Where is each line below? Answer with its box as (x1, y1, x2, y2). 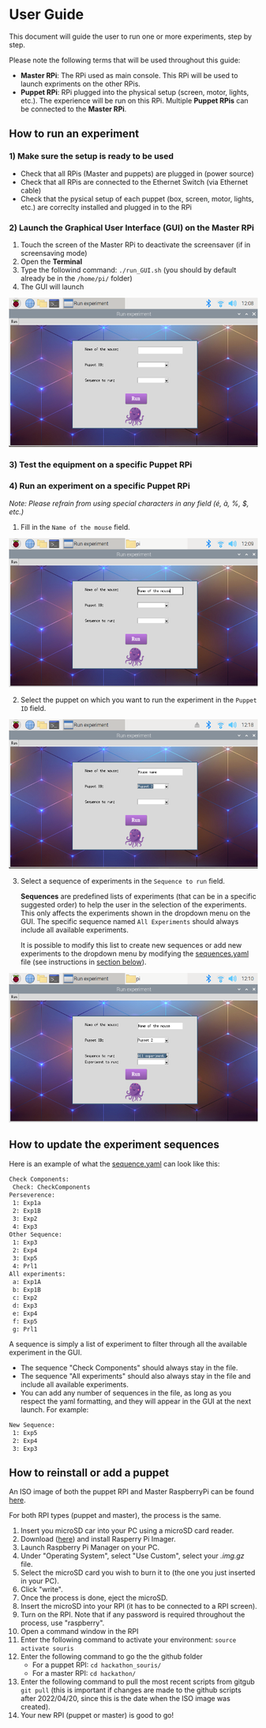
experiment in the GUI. (9, 1347, 82, 1357)
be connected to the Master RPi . (20, 104, 127, 114)
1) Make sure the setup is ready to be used (9, 151, 174, 162)
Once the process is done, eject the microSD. (20, 1593, 168, 1602)
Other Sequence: (9, 1230, 62, 1238)
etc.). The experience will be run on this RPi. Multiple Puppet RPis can (20, 96, 249, 105)
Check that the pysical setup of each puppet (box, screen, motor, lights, (20, 193, 254, 203)
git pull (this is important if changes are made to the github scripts (20, 1685, 242, 1695)
